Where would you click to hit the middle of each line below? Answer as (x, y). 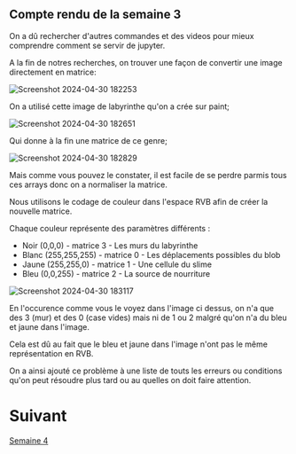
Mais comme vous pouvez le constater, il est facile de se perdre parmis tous (148, 175)
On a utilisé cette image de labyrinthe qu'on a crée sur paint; (120, 106)
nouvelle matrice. (41, 211)
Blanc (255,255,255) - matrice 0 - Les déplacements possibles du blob (151, 254)
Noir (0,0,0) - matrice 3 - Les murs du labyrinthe (110, 245)
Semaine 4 (29, 440)
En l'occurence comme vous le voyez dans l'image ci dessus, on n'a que (142, 308)
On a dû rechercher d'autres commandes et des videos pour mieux (132, 35)
